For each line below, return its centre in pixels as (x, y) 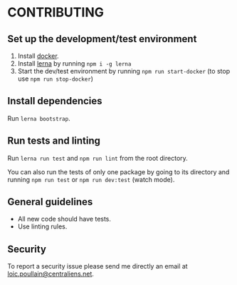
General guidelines (50, 202)
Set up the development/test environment (102, 39)
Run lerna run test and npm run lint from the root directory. (98, 158)
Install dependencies (55, 101)
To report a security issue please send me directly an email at (98, 266)
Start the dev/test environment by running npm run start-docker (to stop (123, 71)
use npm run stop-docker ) (56, 79)
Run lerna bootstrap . (39, 118)
